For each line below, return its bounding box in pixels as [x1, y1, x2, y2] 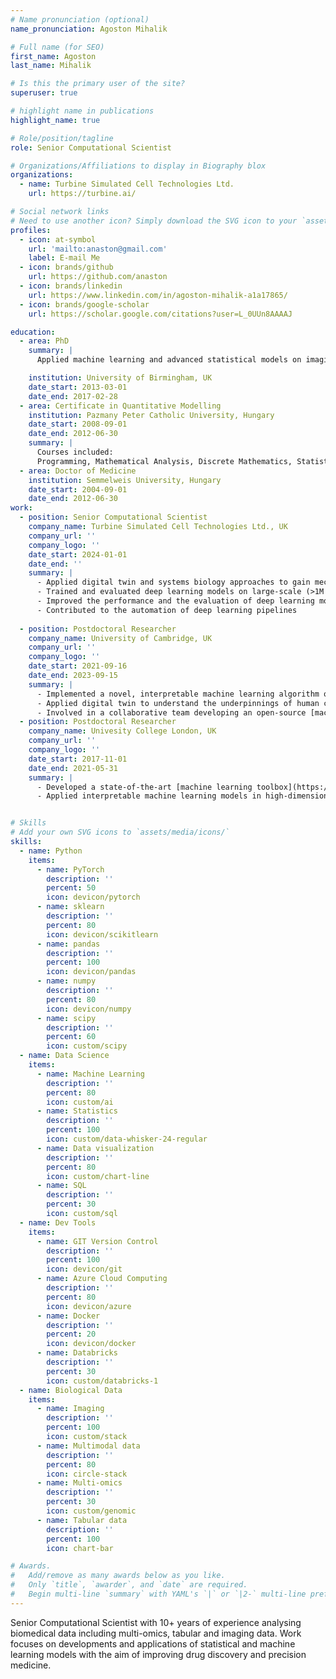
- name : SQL [36, 1181, 87, 1191]
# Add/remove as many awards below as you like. [10, 1571, 226, 1581]
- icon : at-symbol [19, 234, 97, 245]
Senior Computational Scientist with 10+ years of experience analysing [10, 1616, 302, 1628]
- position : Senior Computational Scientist [19, 512, 208, 523]
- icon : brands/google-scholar [19, 299, 150, 310]
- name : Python [19, 846, 83, 856]
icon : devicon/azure [46, 1301, 132, 1311]
